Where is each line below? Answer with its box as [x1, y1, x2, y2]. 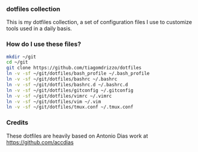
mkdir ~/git [6, 54, 36, 60]
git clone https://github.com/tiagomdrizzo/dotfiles [6, 65, 142, 71]
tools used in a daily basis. [6, 25, 72, 32]
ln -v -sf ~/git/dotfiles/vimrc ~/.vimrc [6, 93, 112, 99]
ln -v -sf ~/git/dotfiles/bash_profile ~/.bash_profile [6, 71, 150, 77]
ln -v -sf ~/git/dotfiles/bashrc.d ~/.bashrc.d [6, 81, 129, 87]
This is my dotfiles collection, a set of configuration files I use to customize [6, 19, 192, 26]
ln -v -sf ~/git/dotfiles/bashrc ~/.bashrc [6, 76, 118, 83]
